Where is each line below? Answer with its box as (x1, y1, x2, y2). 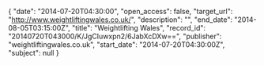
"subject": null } (8, 49, 59, 57)
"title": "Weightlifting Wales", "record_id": (71, 23, 206, 32)
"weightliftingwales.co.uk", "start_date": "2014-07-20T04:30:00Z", (8, 40, 225, 49)
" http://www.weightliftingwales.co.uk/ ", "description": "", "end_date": (8, 15, 233, 24)
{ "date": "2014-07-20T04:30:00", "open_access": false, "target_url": (8, 7, 233, 16)
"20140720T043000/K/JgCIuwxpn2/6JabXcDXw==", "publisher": (8, 31, 222, 41)
